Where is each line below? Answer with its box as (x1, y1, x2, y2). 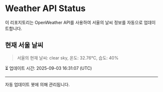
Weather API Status (5, 3, 86, 14)
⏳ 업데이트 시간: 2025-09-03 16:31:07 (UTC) (5, 65, 92, 71)
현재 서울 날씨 (5, 41, 44, 49)
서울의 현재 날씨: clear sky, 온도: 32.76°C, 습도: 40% (16, 55, 119, 61)
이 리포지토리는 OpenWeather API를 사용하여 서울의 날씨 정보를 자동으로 (5, 19, 143, 25)
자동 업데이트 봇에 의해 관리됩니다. (5, 81, 70, 87)
